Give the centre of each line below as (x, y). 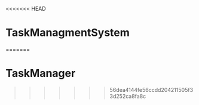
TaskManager (41, 73)
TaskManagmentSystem (68, 33)
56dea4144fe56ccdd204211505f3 (151, 89)
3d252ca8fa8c (128, 96)
